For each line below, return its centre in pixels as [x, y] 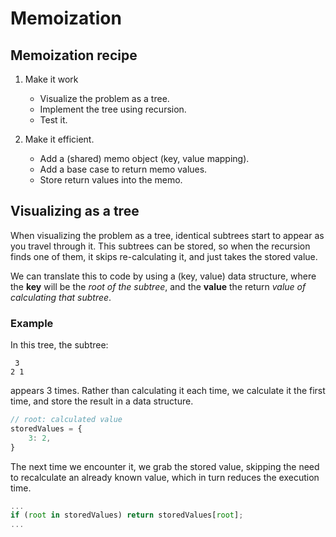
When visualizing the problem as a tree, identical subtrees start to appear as [167, 235]
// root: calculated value [66, 420]
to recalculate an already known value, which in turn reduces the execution [165, 477]
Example [32, 323]
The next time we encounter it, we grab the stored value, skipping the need [165, 466]
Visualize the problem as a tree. [104, 98]
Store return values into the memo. [111, 180]
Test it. [53, 120]
